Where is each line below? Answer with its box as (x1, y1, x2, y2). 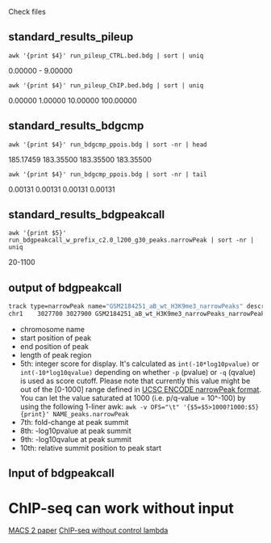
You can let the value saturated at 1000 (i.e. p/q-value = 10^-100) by (19, 394, 246, 402)
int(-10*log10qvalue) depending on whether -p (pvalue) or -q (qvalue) (19, 368, 256, 377)
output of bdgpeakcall (8, 280, 123, 294)
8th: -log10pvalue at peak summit (19, 426, 131, 436)
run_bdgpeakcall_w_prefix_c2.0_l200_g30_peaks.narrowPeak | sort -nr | (8, 236, 254, 245)
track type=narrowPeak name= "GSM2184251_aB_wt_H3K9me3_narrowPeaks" (8, 302, 244, 310)
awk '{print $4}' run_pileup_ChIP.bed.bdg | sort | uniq (8, 81, 204, 90)
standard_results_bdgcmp (8, 119, 144, 133)
